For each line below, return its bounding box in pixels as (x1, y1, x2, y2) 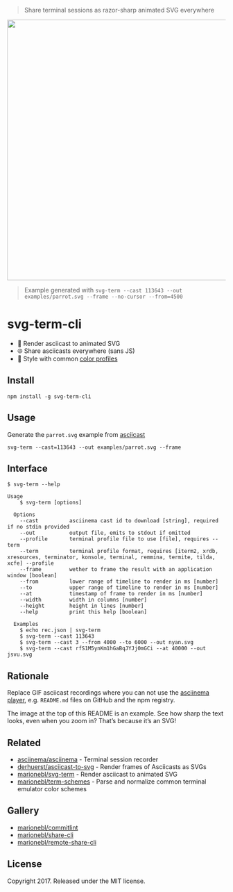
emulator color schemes (17, 785, 87, 793)
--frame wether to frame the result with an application (19, 566, 213, 573)
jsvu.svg (7, 651, 33, 659)
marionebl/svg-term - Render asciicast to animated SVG (17, 770, 178, 778)
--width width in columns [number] (19, 597, 148, 604)
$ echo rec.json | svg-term (19, 627, 101, 634)
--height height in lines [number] (19, 602, 144, 610)
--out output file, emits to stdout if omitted (19, 529, 191, 537)
